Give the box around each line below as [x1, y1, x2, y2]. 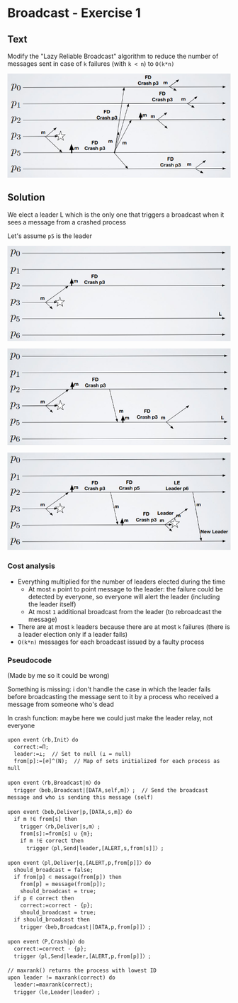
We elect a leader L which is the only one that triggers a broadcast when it [7, 210, 225, 219]
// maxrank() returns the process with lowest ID [7, 967, 157, 974]
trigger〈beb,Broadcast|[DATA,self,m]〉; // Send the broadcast [13, 787, 209, 794]
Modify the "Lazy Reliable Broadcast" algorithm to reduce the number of [7, 52, 219, 60]
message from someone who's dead [7, 700, 115, 708]
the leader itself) [28, 600, 76, 608]
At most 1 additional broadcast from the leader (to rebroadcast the [28, 607, 222, 616]
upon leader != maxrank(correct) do [7, 974, 115, 981]
